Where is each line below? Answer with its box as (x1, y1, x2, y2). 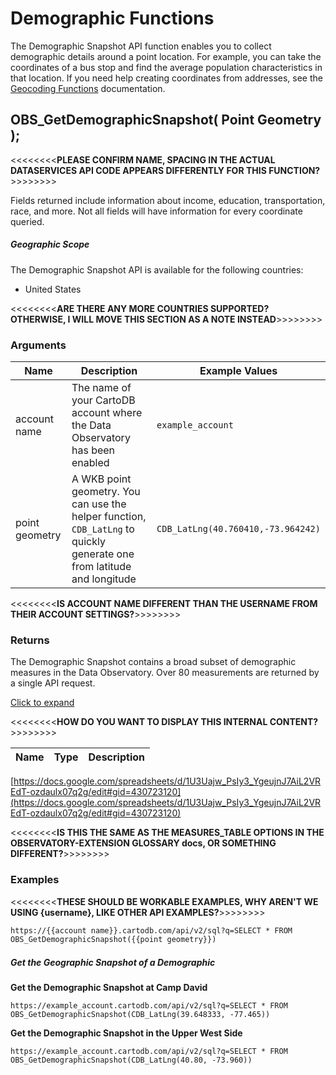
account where (71, 406, 143, 420)
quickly (71, 535, 106, 549)
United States (24, 283, 82, 295)
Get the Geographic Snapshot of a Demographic (10, 956, 216, 968)
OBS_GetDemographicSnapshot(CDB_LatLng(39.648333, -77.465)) (10, 1010, 271, 1020)
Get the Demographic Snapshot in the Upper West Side (10, 1027, 243, 1039)
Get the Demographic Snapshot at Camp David (10, 982, 208, 994)
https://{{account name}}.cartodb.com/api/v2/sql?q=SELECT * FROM (10, 925, 293, 936)
